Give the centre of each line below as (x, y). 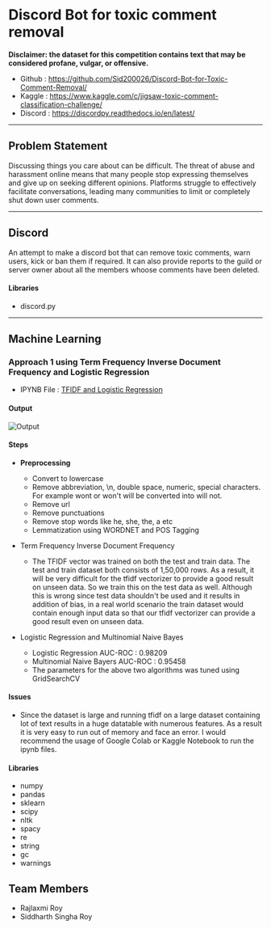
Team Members (48, 888)
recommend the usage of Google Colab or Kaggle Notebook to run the (137, 741)
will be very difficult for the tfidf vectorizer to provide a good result (143, 578)
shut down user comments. (54, 200)
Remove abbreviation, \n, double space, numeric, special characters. (146, 487)
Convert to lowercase (68, 478)
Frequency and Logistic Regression (79, 372)
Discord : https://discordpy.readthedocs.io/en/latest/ (107, 113)
